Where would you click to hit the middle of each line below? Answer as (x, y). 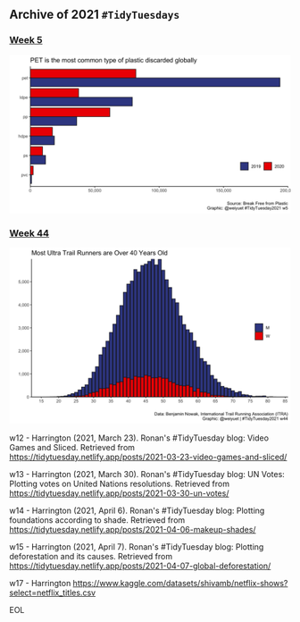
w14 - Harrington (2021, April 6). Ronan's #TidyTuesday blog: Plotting (137, 511)
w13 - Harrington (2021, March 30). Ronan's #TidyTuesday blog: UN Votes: (147, 475)
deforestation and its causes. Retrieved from (91, 557)
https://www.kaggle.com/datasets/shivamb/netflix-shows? (180, 584)
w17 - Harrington (40, 584)
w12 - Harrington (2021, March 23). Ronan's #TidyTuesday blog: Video (139, 438)
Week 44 (29, 233)
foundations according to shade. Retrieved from (97, 520)
